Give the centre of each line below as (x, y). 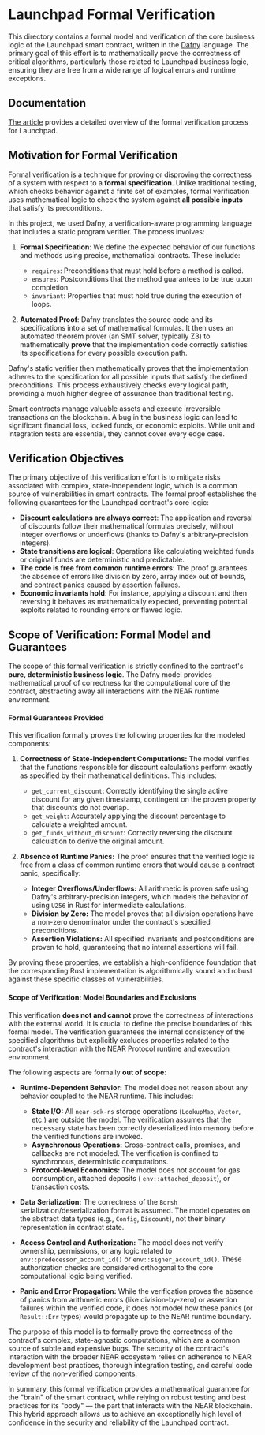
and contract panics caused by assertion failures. (100, 585)
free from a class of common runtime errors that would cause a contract (137, 865)
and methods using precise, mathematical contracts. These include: (130, 255)
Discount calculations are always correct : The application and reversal (136, 518)
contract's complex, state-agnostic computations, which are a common (124, 1340)
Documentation (47, 103)
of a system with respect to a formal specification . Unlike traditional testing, (132, 182)
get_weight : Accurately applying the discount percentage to (129, 816)
